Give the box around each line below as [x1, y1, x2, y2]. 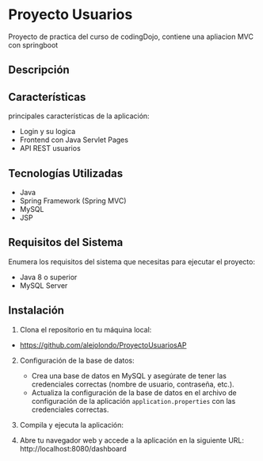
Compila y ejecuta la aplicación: [19, 420, 124, 429]
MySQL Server [19, 280, 68, 290]
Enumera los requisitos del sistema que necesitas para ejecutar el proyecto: [8, 256, 256, 267]
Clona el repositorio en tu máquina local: [19, 325, 152, 334]
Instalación [8, 304, 65, 317]
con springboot [8, 40, 59, 49]
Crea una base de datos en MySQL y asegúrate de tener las [31, 371, 227, 380]
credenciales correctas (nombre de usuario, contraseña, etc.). [31, 379, 235, 389]
